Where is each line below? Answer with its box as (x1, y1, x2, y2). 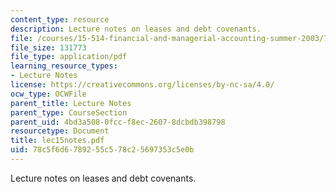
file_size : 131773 (10, 42, 87, 53)
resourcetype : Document (10, 126, 110, 136)
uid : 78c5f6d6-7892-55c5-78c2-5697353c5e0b (10, 145, 195, 155)
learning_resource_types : (10, 61, 118, 71)
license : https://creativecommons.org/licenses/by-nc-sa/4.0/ (10, 80, 275, 90)
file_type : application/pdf (10, 52, 128, 62)
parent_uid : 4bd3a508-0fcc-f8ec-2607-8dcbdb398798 (10, 117, 226, 127)
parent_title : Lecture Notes (10, 98, 132, 108)
